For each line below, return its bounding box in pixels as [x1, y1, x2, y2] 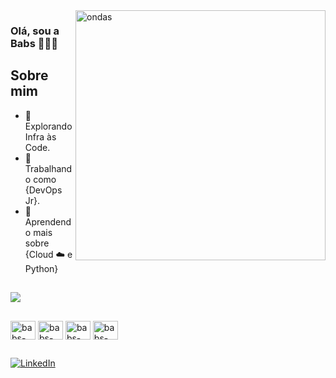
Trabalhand [24, 162, 73, 174]
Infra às [24, 130, 57, 143]
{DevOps [24, 184, 63, 196]
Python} [24, 262, 59, 274]
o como [24, 173, 57, 185]
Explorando [24, 120, 73, 132]
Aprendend [24, 215, 72, 228]
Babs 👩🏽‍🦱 [10, 36, 58, 50]
